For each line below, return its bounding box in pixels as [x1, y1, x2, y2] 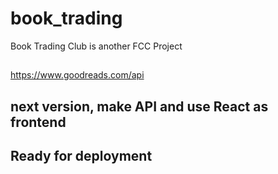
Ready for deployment [10, 148, 153, 165]
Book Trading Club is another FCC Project [10, 40, 183, 52]
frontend [10, 113, 67, 131]
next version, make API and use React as [10, 98, 269, 115]
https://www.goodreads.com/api [10, 69, 145, 81]
